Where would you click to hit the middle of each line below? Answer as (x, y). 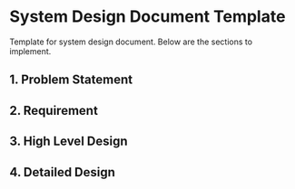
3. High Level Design (69, 142)
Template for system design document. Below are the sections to (131, 42)
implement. (30, 51)
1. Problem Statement (71, 80)
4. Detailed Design (63, 172)
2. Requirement (54, 110)
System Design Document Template (147, 17)
